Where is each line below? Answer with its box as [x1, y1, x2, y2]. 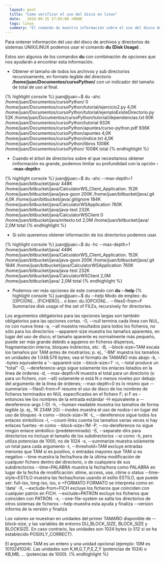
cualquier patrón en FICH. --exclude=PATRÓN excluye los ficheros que [5, 490, 149, 497]
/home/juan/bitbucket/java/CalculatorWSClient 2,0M [5, 273, 111, 279]
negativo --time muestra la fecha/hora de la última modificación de [5, 454, 141, 460]
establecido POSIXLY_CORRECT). [5, 532, 73, 537]
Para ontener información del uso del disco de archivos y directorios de [5, 39, 150, 45]
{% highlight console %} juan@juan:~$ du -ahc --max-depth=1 [5, 176, 133, 181]
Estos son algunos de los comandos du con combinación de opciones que [5, 54, 156, 59]
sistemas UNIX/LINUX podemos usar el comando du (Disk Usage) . [5, 44, 141, 50]
